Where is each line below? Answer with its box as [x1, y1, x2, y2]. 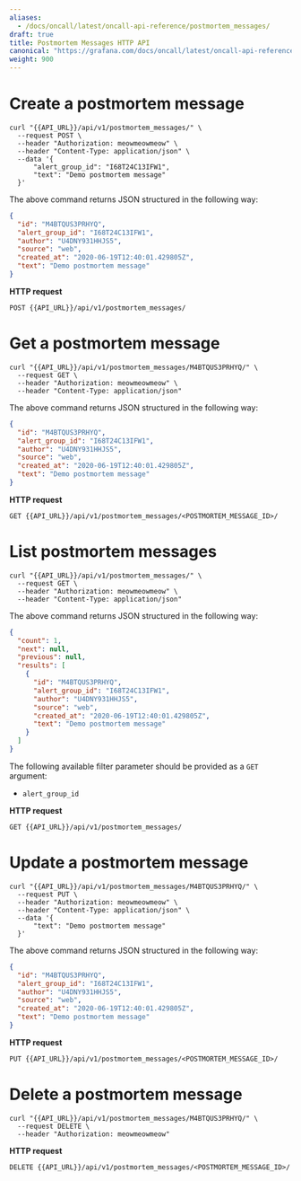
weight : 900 [9, 55, 54, 64]
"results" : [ [17, 661, 66, 670]
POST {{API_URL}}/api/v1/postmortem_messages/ [9, 303, 186, 313]
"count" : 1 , [17, 636, 63, 645]
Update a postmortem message [9, 852, 249, 873]
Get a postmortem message [9, 333, 220, 354]
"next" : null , [17, 644, 70, 654]
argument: [9, 770, 47, 781]
